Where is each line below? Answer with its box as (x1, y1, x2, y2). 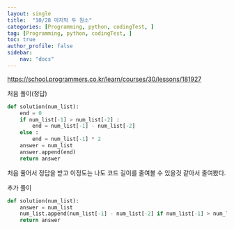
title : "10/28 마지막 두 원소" (7, 17, 93, 24)
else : (19, 129, 39, 136)
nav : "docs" (19, 56, 54, 63)
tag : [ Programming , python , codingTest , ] (7, 29, 132, 37)
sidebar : (7, 50, 33, 57)
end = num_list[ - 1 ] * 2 (32, 135, 101, 143)
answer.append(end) (19, 148, 77, 156)
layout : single (7, 10, 52, 17)
